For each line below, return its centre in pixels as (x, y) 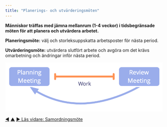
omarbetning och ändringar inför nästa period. (53, 55)
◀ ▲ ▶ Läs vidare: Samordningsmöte (44, 119)
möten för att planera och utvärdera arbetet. (52, 30)
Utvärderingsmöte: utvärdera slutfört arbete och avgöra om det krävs (77, 50)
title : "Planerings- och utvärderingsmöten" (52, 10)
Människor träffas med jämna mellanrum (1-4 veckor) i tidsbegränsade (80, 25)
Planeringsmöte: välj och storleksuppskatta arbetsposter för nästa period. (82, 40)
